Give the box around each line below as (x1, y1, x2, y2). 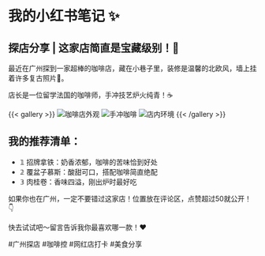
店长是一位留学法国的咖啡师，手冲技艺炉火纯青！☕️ (8, 90, 174, 100)
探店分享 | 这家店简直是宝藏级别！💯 (8, 41, 180, 55)
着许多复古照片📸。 (8, 73, 69, 83)
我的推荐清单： (8, 135, 81, 149)
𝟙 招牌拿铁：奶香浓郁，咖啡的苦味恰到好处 (19, 157, 158, 167)
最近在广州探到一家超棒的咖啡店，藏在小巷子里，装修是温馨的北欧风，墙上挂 (8, 64, 257, 73)
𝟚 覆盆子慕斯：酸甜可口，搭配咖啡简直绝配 (19, 167, 158, 176)
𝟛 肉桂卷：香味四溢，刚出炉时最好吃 (19, 177, 137, 186)
